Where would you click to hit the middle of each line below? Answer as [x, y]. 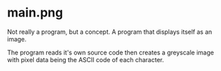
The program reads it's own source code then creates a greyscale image [110, 52]
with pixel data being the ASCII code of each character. [86, 59]
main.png [35, 13]
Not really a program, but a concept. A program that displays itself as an [110, 32]
